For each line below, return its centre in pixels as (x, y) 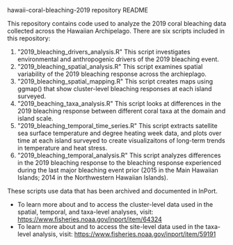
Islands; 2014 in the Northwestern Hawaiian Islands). (93, 177)
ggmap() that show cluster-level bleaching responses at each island (114, 89)
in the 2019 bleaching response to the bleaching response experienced (119, 163)
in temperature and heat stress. (62, 148)
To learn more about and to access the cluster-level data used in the (115, 204)
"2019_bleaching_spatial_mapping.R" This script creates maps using (115, 81)
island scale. (35, 118)
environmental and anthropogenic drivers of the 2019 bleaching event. (118, 59)
